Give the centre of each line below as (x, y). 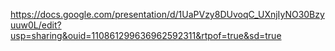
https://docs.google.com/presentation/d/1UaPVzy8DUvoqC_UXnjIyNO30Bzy (167, 14)
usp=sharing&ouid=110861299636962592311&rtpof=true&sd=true (146, 35)
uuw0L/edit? (36, 25)
